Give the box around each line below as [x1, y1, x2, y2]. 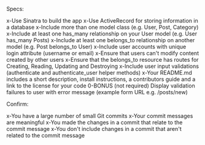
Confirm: [6, 100, 29, 108]
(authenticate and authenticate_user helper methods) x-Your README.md [6, 69, 192, 76]
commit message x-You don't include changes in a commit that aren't [6, 125, 182, 132]
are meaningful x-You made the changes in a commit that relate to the [6, 119, 183, 126]
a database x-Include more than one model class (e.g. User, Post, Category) [6, 24, 199, 31]
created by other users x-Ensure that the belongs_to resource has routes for [6, 56, 199, 63]
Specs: [6, 6, 25, 12]
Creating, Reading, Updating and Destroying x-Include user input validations [6, 62, 199, 70]
